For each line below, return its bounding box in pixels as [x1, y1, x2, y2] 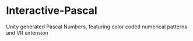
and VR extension [6, 29, 48, 36]
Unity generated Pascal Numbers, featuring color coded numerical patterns [6, 23, 188, 30]
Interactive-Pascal [6, 4, 97, 17]
